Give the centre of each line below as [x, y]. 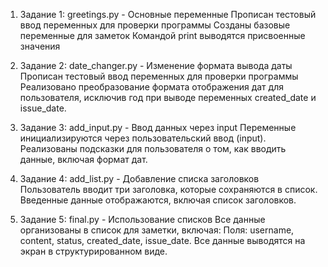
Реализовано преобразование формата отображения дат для [151, 87]
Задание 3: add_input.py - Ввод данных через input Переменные [158, 127]
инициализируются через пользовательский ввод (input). [143, 138]
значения [40, 46]
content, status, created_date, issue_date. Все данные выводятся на [162, 240]
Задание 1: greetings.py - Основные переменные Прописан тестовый [168, 14]
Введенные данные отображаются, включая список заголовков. [158, 200]
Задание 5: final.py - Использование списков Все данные [142, 219]
